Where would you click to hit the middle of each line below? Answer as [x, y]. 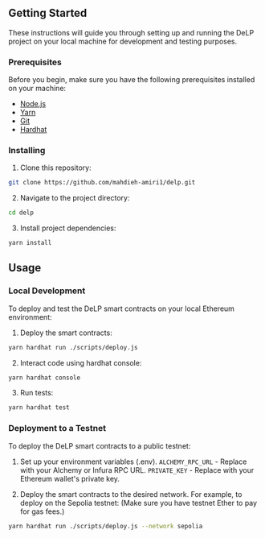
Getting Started [48, 13]
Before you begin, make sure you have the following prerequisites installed [132, 80]
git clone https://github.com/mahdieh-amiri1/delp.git [102, 183]
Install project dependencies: [68, 228]
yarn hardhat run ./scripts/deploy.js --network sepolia [106, 526]
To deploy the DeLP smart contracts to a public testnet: [100, 445]
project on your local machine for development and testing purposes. [123, 41]
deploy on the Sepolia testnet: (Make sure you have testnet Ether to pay [139, 503]
